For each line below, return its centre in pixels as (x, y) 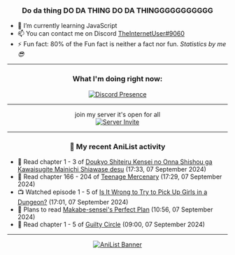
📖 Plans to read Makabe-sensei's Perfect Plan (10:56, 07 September (115, 209)
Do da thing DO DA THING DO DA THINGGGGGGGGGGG (117, 11)
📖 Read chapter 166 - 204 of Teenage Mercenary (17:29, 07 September (120, 177)
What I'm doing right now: (117, 79)
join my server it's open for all (117, 114)
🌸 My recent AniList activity (117, 146)
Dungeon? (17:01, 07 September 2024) (73, 202)
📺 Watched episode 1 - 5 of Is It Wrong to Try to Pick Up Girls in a (112, 192)
